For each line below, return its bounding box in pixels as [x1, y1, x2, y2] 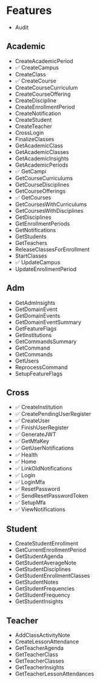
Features [6, 4, 52, 18]
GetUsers [15, 357, 39, 364]
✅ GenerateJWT [15, 431, 56, 438]
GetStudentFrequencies [15, 585, 75, 592]
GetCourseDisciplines [15, 181, 70, 188]
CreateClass [15, 70, 47, 78]
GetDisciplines [15, 213, 52, 221]
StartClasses [15, 252, 47, 259]
